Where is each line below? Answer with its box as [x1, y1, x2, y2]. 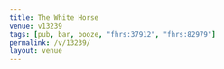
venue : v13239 [9, 22, 63, 30]
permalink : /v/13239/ [9, 38, 91, 47]
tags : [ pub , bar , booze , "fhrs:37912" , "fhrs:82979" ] [9, 30, 217, 39]
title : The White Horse [9, 13, 99, 22]
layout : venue [9, 47, 63, 56]
